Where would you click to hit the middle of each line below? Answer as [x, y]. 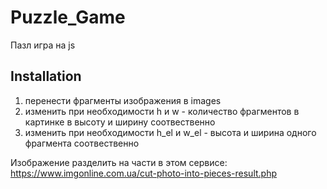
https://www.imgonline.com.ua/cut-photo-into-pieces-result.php [144, 173]
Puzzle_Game [68, 17]
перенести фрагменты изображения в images [123, 100]
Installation [46, 76]
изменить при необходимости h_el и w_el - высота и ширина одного [170, 132]
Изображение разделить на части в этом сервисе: [119, 162]
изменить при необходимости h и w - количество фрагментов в [162, 111]
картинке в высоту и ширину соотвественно [120, 122]
